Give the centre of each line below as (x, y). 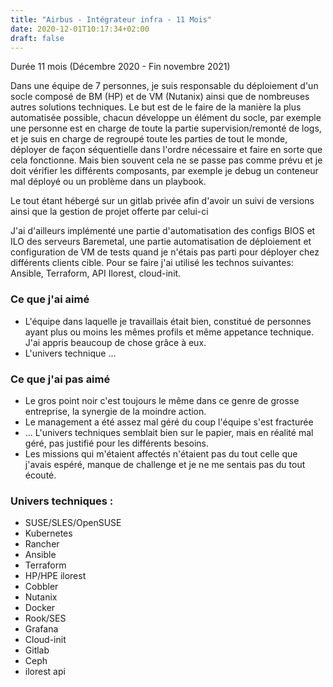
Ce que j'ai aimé (50, 299)
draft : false (37, 38)
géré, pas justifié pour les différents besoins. (117, 443)
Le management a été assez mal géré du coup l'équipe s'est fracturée (169, 422)
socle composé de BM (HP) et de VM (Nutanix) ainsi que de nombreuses (160, 97)
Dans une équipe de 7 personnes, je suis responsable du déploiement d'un (164, 86)
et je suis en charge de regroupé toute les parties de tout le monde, (149, 139)
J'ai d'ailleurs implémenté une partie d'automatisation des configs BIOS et (163, 231)
